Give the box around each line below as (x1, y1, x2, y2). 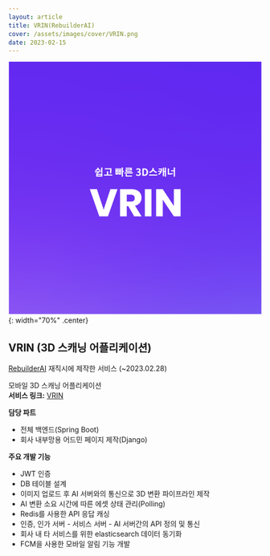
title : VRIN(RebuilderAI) (8, 21, 95, 30)
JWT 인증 (19, 469, 51, 479)
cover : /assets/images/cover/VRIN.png (8, 30, 138, 38)
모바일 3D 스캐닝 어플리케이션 (8, 381, 102, 391)
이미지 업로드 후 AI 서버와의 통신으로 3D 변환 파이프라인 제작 (19, 489, 211, 499)
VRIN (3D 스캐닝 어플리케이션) (8, 341, 152, 355)
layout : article (8, 13, 63, 21)
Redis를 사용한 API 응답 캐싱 (19, 509, 110, 519)
